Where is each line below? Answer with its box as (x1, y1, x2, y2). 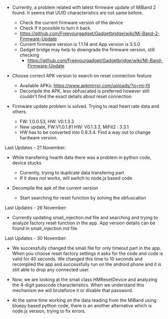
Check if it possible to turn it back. (19, 25, 92, 31)
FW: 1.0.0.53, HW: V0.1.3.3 (19, 119, 74, 124)
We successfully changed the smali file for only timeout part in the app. (12, 245, 161, 251)
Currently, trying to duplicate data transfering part (19, 170, 124, 176)
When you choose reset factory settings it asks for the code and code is (12, 250, 163, 256)
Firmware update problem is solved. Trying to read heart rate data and (12, 103, 159, 109)
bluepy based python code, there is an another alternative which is (12, 303, 152, 308)
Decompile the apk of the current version (12, 185, 98, 191)
